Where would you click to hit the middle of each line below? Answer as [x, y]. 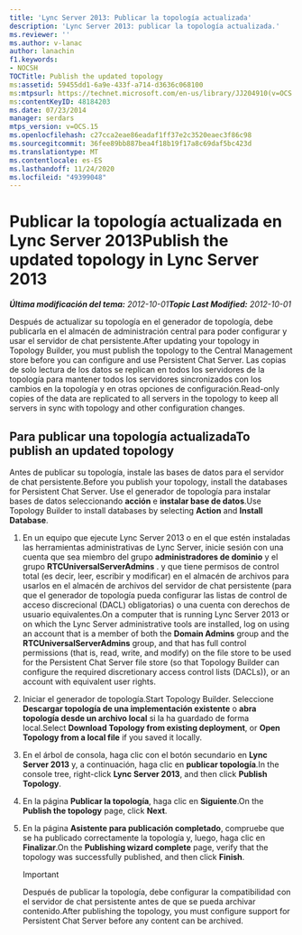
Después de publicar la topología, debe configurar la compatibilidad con [156, 892]
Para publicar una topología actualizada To [130, 436]
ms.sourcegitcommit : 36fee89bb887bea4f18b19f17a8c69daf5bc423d [131, 143]
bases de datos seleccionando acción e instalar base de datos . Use [135, 501]
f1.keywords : [34, 60]
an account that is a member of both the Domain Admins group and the [156, 634]
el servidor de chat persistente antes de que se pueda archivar [139, 902]
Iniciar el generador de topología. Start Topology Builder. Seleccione [148, 699]
